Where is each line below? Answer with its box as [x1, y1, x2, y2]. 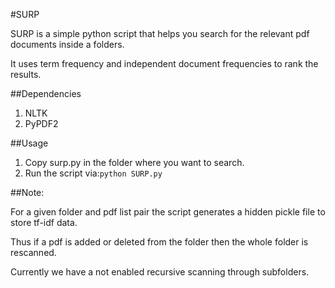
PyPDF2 [24, 118, 59, 129]
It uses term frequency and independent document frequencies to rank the [10, 58, 319, 69]
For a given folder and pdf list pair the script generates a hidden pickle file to [10, 206, 326, 218]
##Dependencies [10, 88, 82, 99]
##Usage [10, 137, 49, 149]
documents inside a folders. [10, 39, 125, 50]
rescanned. [10, 247, 57, 258]
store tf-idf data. [10, 217, 78, 228]
